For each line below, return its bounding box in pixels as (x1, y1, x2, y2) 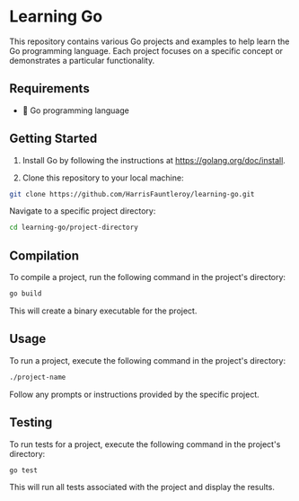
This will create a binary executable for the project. (9, 305, 198, 316)
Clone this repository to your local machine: (22, 172, 184, 183)
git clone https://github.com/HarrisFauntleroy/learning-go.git (9, 189, 255, 198)
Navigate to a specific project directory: (9, 206, 156, 216)
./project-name (9, 373, 66, 382)
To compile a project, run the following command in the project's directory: (9, 272, 286, 283)
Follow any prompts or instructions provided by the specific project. (9, 389, 259, 400)
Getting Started (9, 131, 98, 146)
